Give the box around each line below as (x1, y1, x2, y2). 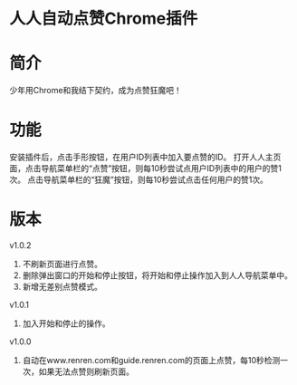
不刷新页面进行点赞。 (22, 259, 102, 269)
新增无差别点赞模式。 (22, 282, 102, 292)
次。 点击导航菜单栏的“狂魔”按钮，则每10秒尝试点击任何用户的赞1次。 (9, 174, 269, 186)
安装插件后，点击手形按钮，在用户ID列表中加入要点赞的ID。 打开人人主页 (9, 151, 282, 163)
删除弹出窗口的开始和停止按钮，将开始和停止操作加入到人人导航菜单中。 (22, 270, 292, 281)
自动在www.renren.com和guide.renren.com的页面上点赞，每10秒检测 (22, 355, 281, 365)
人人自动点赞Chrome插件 (9, 8, 198, 29)
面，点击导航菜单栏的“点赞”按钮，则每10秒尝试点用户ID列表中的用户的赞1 (9, 163, 283, 174)
